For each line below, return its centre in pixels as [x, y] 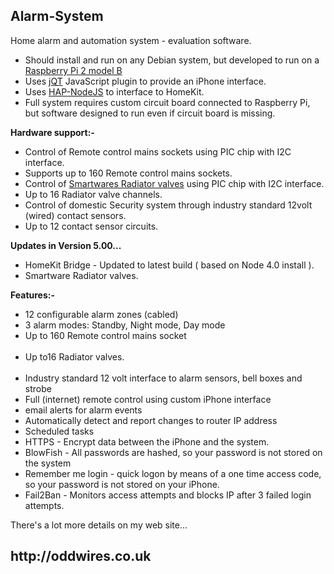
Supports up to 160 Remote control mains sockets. [128, 173]
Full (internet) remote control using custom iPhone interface [148, 399]
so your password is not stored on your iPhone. [122, 484]
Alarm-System [57, 16]
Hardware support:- [52, 132]
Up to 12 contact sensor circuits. [91, 226]
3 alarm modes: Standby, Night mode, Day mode [125, 325]
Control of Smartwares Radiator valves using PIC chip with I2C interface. [174, 183]
